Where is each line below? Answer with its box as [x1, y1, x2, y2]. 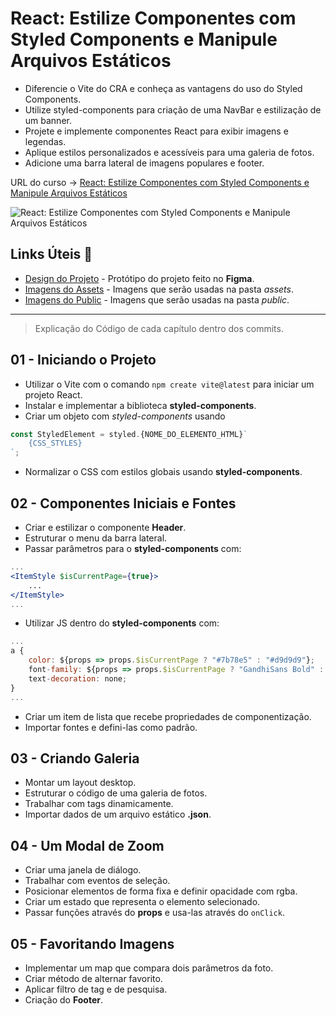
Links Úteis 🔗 [10, 246, 93, 263]
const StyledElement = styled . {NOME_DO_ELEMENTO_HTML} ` [10, 429, 248, 439]
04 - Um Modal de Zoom [10, 837, 165, 854]
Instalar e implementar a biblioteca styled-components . [24, 399, 257, 411]
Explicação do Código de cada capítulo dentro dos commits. [34, 322, 284, 334]
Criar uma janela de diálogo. [24, 864, 142, 876]
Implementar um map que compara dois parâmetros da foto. [24, 962, 274, 974]
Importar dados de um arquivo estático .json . [24, 808, 212, 821]
